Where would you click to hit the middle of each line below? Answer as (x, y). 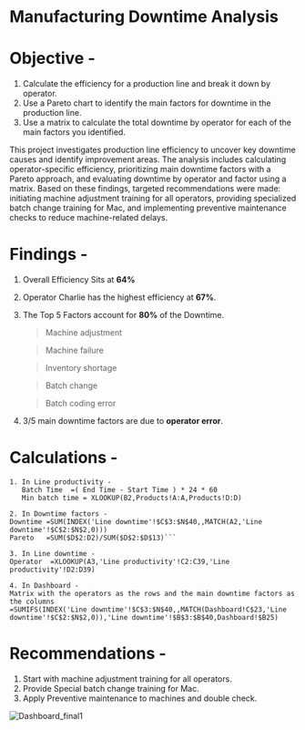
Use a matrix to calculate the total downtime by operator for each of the (157, 123)
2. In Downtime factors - (58, 514)
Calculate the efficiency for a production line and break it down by (147, 84)
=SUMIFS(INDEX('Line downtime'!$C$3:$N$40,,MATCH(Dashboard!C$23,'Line (148, 610)
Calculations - (64, 458)
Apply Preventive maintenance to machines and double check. (140, 698)
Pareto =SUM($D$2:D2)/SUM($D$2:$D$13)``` (93, 538)
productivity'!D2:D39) (52, 570)
